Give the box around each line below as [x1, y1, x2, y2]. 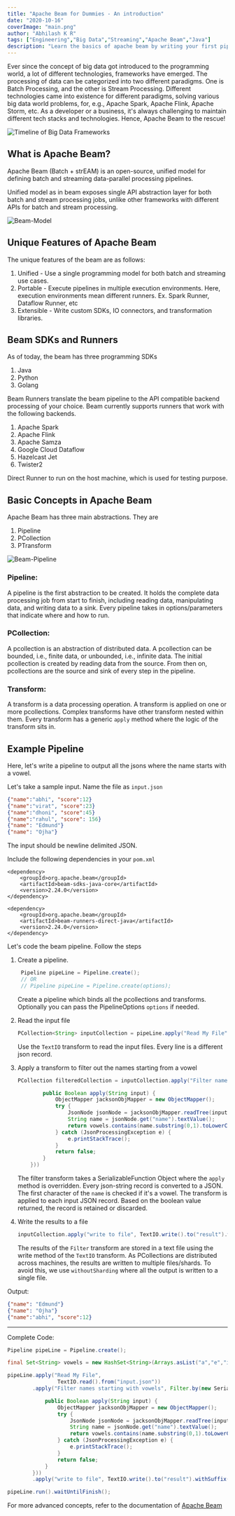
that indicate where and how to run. [7, 611, 110, 619]
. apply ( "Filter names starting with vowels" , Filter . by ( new [32, 1385, 211, 1393]
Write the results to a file [17, 1218, 89, 1226]
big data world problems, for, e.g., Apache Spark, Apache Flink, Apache [7, 100, 214, 107]
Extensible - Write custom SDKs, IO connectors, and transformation [17, 306, 212, 314]
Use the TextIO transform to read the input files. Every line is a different [17, 1042, 223, 1051]
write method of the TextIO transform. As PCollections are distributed [17, 1251, 218, 1259]
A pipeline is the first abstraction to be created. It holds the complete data [7, 589, 220, 597]
